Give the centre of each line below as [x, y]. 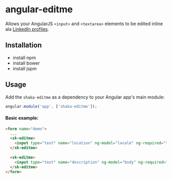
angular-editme [39, 9]
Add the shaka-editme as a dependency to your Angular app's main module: [85, 97]
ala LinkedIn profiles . [27, 29]
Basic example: [22, 118]
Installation [24, 45]
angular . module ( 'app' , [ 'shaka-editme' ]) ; [51, 106]
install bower [26, 63]
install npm [24, 57]
